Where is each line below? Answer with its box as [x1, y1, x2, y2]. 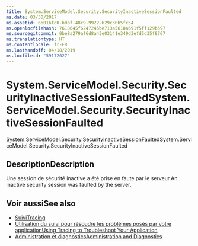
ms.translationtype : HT [6, 36, 65, 42]
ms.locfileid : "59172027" [6, 53, 70, 59]
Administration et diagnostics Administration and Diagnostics [14, 233, 162, 240]
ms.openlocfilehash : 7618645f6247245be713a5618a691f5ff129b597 [6, 25, 166, 31]
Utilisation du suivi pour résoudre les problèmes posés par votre [14, 221, 172, 228]
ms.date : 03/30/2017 [6, 14, 58, 20]
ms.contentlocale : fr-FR [6, 42, 68, 48]
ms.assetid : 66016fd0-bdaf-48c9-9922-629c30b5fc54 [6, 20, 134, 25]
